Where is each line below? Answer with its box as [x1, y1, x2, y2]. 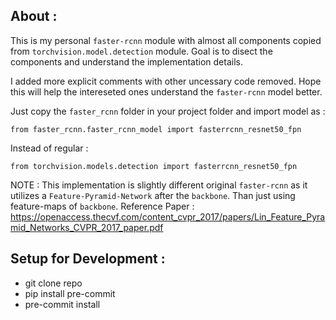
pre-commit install [24, 298, 101, 310]
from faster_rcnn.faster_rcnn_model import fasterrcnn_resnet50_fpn [10, 124, 302, 134]
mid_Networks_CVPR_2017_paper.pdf [10, 221, 164, 233]
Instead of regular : [10, 142, 89, 154]
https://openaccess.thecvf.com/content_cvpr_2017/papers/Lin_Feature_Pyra [10, 210, 326, 223]
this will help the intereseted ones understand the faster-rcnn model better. [10, 85, 323, 98]
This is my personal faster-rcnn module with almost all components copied [10, 34, 322, 46]
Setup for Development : [10, 250, 166, 268]
